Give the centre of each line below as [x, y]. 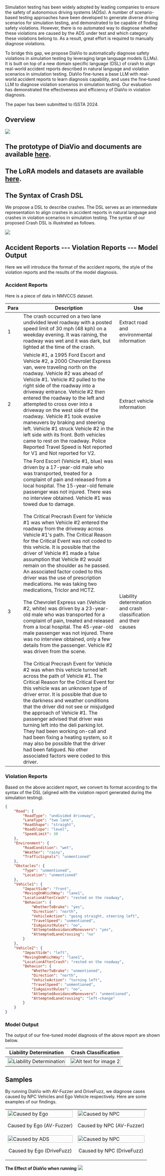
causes [127, 627]
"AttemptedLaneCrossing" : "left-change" [73, 998]
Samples [19, 1080]
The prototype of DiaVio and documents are [73, 147]
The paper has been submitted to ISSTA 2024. [52, 104]
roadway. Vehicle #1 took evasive [62, 416]
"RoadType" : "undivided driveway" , [59, 816]
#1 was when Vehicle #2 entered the [66, 522]
